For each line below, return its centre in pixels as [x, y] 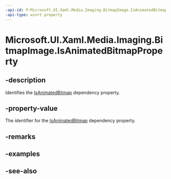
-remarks [20, 137]
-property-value [32, 108]
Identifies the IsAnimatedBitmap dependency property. [63, 93]
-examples [23, 154]
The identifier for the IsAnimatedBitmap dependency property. [70, 121]
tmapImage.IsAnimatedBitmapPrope [84, 51]
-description [25, 80]
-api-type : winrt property [34, 15]
